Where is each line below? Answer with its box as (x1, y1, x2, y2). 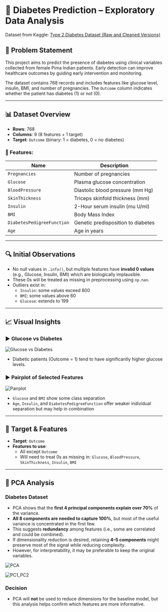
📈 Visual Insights (5, 317, 61, 326)
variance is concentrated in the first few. (12, 521, 96, 527)
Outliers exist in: (12, 282, 46, 288)
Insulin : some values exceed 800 (19, 287, 90, 293)
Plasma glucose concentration (74, 178, 145, 185)
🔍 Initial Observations (5, 250, 76, 259)
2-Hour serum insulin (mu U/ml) (74, 202, 150, 209)
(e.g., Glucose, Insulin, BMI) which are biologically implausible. (12, 271, 141, 277)
